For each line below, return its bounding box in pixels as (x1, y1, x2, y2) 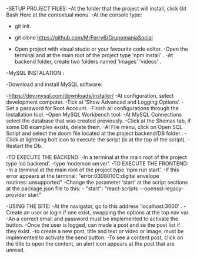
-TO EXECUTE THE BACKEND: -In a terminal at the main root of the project (6, 154, 187, 161)
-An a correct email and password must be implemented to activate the (6, 215, 178, 222)
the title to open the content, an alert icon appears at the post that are (6, 240, 175, 247)
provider (6, 191, 26, 198)
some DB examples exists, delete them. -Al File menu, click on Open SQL (6, 124, 183, 130)
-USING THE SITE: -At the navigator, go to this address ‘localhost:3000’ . (6, 203, 182, 210)
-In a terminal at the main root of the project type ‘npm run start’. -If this (6, 166, 179, 173)
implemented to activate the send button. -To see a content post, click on (6, 234, 183, 241)
